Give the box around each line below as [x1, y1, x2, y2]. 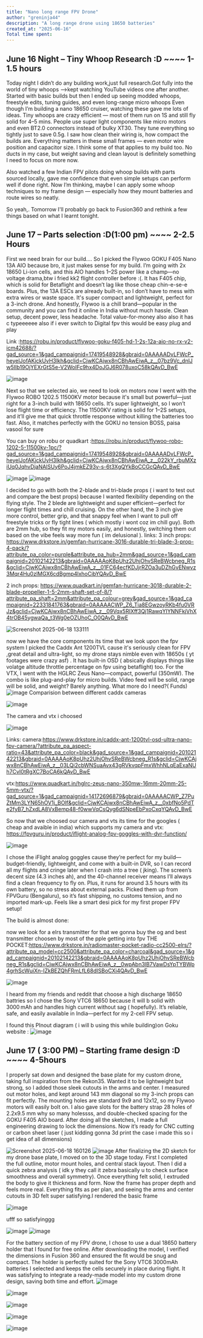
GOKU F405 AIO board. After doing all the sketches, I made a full [6, 1116, 168, 1123]
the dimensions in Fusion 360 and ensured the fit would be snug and [6, 1251, 177, 1259]
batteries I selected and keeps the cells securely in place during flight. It [6, 1265, 185, 1272]
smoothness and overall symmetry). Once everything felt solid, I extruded [6, 1173, 190, 1180]
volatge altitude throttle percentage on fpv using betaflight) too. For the [6, 663, 184, 670]
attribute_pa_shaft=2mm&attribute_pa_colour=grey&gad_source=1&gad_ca [6, 595, 192, 602]
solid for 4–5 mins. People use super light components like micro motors [6, 117, 186, 125]
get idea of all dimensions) [6, 1135, 72, 1142]
